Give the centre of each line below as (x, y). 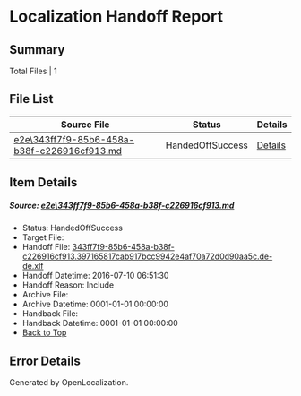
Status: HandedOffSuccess (73, 228)
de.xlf (33, 266)
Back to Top (44, 332)
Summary (37, 50)
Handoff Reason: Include (68, 285)
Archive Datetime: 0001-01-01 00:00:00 (95, 304)
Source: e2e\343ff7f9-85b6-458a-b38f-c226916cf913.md (122, 205)
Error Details (45, 361)
